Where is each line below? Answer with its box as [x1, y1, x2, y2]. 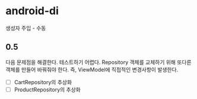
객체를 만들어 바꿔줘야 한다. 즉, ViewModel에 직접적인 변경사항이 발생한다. [5, 66, 179, 73]
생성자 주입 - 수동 [5, 24, 46, 31]
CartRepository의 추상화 [14, 78, 72, 85]
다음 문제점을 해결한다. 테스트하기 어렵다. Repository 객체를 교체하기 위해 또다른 [5, 58, 192, 66]
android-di [5, 4, 59, 18]
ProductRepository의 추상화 [14, 86, 81, 93]
